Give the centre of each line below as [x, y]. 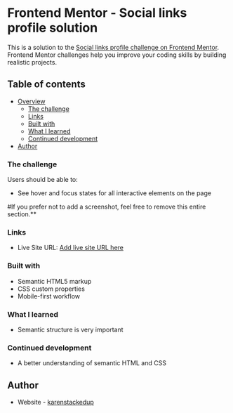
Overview [31, 101]
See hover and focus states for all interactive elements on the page [114, 193]
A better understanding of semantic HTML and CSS [92, 363]
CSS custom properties [51, 289]
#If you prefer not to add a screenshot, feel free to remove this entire [107, 207]
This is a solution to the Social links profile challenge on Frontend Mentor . [113, 47]
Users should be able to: [43, 180]
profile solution [53, 28]
